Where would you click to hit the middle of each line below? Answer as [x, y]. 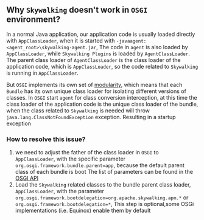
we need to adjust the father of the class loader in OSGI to [87, 153]
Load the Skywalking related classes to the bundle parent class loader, [103, 185]
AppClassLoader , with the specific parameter [70, 159]
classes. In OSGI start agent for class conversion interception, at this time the [102, 97]
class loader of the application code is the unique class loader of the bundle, [102, 104]
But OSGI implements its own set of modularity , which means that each [94, 84]
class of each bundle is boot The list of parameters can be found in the [104, 172]
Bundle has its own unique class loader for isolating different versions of [97, 91]
